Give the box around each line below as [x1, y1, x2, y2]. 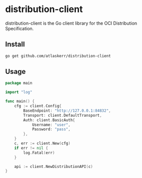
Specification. [5, 25, 34, 31]
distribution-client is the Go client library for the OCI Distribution [5, 20, 137, 26]
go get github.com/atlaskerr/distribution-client [5, 53, 111, 58]
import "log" [5, 90, 33, 95]
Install [5, 40, 25, 49]
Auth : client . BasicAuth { [23, 117, 75, 123]
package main [5, 80, 33, 86]
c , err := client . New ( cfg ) [14, 141, 71, 146]
